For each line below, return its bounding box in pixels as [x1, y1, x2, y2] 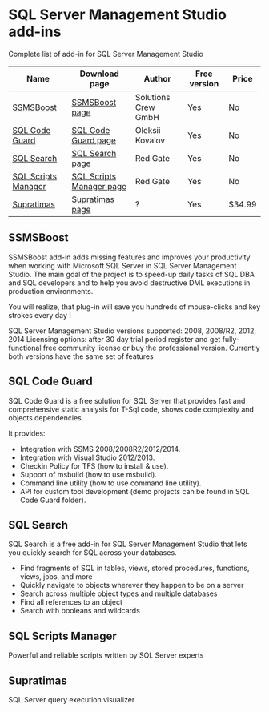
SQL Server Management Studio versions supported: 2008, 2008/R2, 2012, [8, 326, 257, 336]
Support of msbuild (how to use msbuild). [19, 469, 158, 479]
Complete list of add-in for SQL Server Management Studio [8, 49, 204, 58]
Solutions [134, 91, 171, 103]
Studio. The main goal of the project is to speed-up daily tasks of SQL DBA [8, 269, 255, 279]
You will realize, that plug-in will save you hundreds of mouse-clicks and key [8, 302, 261, 312]
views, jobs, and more [19, 572, 94, 581]
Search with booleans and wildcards [19, 606, 140, 616]
